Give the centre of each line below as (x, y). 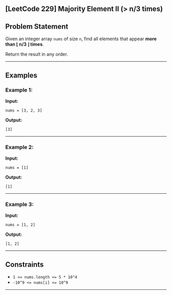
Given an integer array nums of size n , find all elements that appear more (81, 39)
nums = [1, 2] (20, 225)
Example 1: (19, 90)
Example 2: (19, 147)
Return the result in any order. (37, 54)
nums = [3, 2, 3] (24, 110)
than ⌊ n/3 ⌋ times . (25, 44)
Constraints (25, 264)
